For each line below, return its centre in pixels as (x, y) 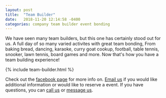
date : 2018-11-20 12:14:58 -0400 (43, 19)
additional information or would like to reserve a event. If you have (74, 85)
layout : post (19, 10)
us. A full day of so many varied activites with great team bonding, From (80, 44)
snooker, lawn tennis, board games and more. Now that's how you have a (82, 55)
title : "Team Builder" (30, 15)
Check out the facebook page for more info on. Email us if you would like (81, 79)
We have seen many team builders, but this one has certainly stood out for (83, 38)
